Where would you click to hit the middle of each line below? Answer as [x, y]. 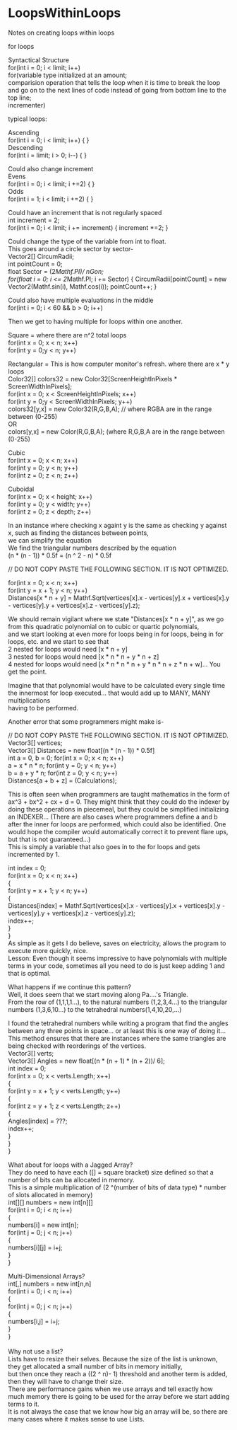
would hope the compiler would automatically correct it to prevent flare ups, [118, 831]
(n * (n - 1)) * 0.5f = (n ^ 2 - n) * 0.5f [60, 555]
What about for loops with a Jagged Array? [71, 1165]
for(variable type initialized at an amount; [68, 75]
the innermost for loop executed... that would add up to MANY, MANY [109, 693]
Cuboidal [21, 489]
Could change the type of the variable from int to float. [87, 241]
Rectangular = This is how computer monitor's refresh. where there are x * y [119, 364]
